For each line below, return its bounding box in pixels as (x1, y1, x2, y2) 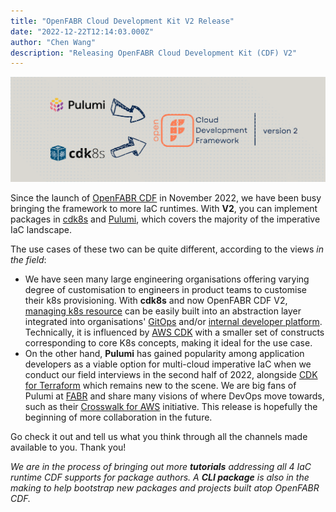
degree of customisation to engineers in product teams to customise (24, 284, 307, 296)
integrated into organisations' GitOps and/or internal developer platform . (24, 316, 323, 328)
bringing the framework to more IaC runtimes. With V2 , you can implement (10, 203, 318, 215)
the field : (10, 254, 47, 266)
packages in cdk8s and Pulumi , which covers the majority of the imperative (10, 213, 321, 225)
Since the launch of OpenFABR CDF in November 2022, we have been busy (10, 192, 322, 204)
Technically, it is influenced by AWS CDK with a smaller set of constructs (24, 326, 325, 339)
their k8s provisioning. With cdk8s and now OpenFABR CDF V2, (24, 295, 288, 307)
